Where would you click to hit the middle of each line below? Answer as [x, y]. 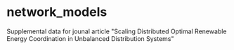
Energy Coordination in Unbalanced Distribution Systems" [90, 38]
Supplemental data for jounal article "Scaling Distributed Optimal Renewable [117, 31]
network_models [57, 12]
